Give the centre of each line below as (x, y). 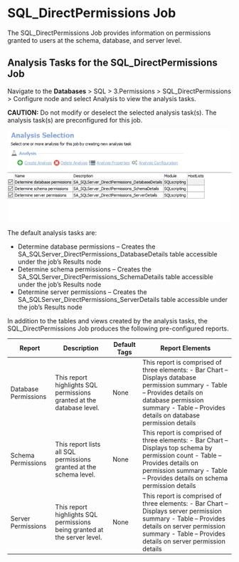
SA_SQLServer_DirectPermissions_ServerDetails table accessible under (123, 300)
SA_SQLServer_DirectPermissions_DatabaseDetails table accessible (117, 254)
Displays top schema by (177, 448)
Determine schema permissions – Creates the (84, 269)
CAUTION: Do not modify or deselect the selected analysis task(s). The (112, 113)
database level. (77, 408)
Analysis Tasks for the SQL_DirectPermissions (113, 63)
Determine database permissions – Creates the (86, 246)
